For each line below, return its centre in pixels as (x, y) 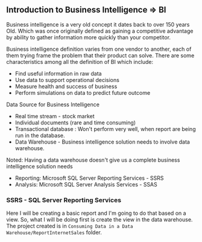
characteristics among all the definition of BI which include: (80, 62)
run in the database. (40, 135)
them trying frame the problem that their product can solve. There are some (100, 55)
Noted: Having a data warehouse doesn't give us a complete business (93, 160)
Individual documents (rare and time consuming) (75, 123)
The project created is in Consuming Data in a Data (70, 226)
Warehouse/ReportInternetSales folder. (54, 232)
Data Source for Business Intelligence (53, 104)
